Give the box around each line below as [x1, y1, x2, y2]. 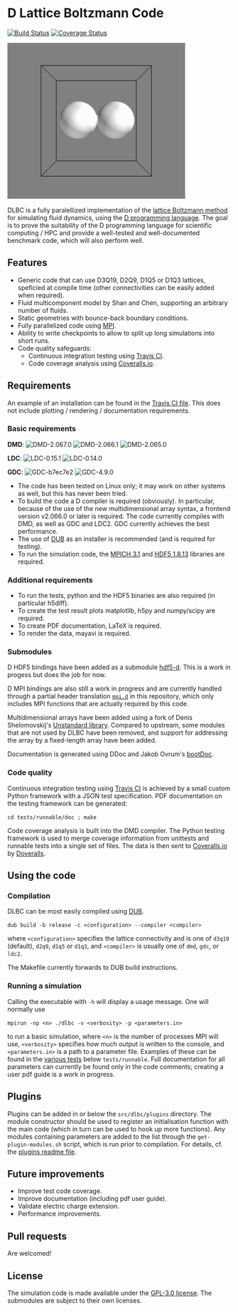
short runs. [17, 336, 50, 345]
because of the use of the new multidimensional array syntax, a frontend [17, 504, 231, 512]
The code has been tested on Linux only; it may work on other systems [17, 481, 226, 490]
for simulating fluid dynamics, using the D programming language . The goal [7, 213, 229, 222]
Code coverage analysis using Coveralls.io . [28, 358, 155, 368]
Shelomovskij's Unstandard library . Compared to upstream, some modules [7, 721, 225, 730]
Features [7, 257, 48, 269]
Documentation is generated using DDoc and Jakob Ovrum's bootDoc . [7, 750, 215, 758]
